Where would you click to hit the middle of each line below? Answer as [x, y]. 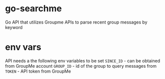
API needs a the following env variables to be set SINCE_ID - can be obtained [82, 61]
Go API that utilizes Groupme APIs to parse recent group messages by [76, 22]
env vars [23, 47]
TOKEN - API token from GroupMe [38, 71]
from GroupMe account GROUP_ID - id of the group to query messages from [81, 66]
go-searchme [33, 9]
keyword [14, 27]
